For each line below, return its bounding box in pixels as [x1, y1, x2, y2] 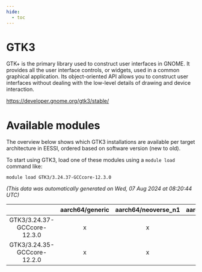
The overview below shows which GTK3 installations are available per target [6, 138, 195, 146]
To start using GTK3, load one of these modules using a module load [6, 156, 176, 164]
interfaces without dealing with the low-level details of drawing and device [6, 79, 191, 87]
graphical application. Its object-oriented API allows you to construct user [6, 73, 189, 80]
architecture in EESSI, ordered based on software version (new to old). [6, 145, 181, 152]
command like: [6, 163, 43, 170]
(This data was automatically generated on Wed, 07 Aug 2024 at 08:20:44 [6, 185, 192, 193]
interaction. [6, 85, 35, 93]
